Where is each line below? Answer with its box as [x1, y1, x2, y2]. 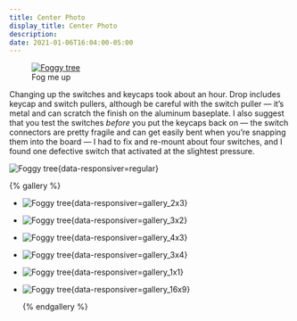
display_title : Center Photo [9, 21, 118, 30]
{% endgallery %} [21, 301, 88, 312]
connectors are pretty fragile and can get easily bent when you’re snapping [9, 127, 287, 138]
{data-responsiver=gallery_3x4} [70, 250, 188, 260]
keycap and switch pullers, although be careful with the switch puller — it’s [9, 99, 285, 110]
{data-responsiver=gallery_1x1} [70, 267, 185, 277]
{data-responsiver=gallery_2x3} [70, 198, 188, 209]
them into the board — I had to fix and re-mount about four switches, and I [9, 136, 283, 147]
